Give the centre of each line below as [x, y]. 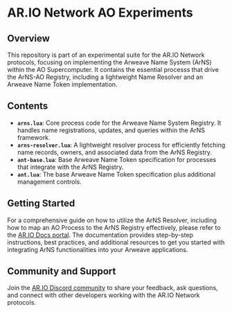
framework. [34, 137]
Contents [28, 106]
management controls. [49, 181]
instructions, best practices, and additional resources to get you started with [116, 242]
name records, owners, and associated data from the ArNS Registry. [115, 152]
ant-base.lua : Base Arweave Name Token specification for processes [117, 159]
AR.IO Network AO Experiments [100, 13]
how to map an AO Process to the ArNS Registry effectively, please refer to [114, 227]
